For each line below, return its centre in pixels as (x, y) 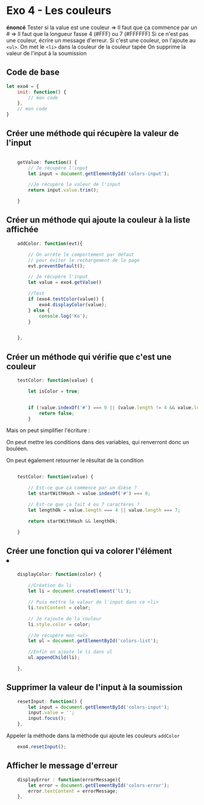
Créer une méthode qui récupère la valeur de (93, 133)
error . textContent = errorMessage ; (73, 791)
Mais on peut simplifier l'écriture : (48, 430)
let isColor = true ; (54, 391)
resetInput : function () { (50, 701)
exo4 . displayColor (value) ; (73, 304)
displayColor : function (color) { (59, 575)
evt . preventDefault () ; (57, 266)
